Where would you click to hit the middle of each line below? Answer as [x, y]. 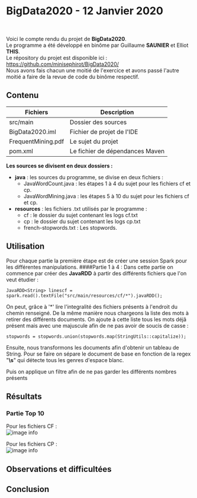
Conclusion [28, 489]
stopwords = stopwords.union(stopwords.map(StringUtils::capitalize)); [96, 337]
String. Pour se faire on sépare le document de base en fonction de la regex [98, 354]
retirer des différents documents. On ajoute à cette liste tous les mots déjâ [96, 319]
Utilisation [25, 247]
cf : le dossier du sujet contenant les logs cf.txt [80, 215]
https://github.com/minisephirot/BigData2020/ [63, 64]
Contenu [22, 95]
